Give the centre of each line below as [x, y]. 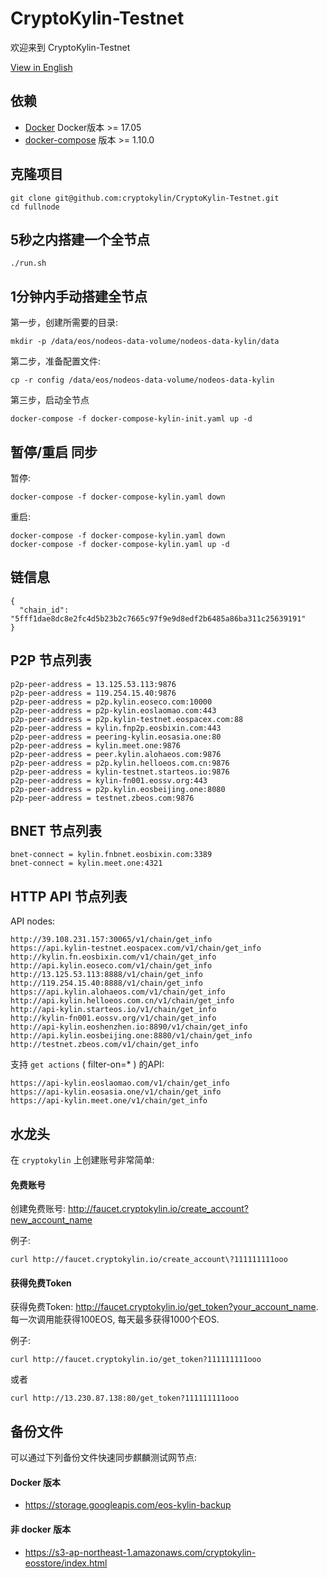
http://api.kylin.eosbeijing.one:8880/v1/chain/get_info [131, 1036]
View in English [41, 67]
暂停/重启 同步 [54, 452]
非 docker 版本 [41, 1529]
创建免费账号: [38, 1209]
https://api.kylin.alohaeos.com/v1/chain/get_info [118, 992]
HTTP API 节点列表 [69, 896]
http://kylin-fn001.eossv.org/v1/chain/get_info [113, 1018]
